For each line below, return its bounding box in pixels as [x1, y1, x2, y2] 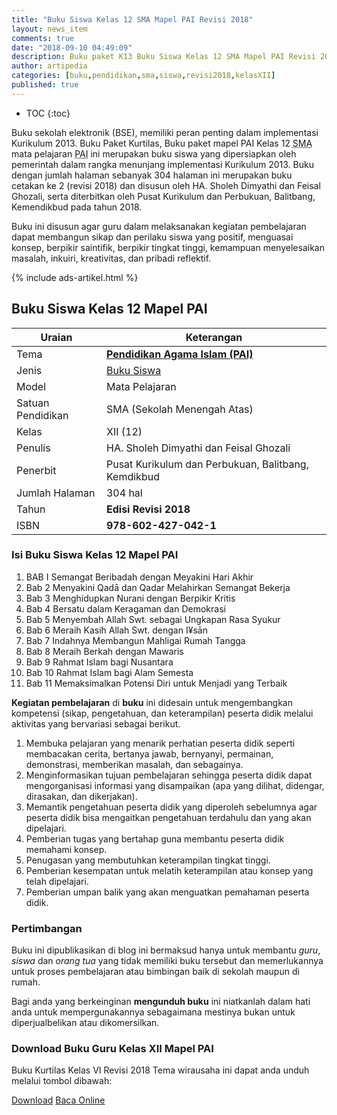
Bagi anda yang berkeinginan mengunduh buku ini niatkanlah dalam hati [11, 996, 311, 1008]
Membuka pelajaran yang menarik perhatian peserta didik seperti [25, 737, 296, 749]
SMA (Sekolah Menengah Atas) [105, 402, 254, 416]
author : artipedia [11, 61, 88, 71]
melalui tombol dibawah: [11, 1075, 113, 1087]
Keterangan [185, 330, 243, 344]
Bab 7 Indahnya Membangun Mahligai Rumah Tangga [25, 634, 246, 646]
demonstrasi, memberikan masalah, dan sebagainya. [25, 758, 244, 770]
